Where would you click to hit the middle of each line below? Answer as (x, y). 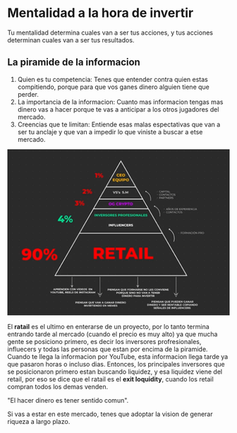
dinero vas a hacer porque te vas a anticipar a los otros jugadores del (118, 109)
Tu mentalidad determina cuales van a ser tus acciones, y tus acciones (110, 32)
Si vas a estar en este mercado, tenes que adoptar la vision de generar (110, 414)
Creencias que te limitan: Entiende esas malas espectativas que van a (119, 124)
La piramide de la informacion (74, 63)
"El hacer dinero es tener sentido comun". (68, 401)
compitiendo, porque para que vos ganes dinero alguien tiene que (113, 87)
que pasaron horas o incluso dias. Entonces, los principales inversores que (116, 364)
